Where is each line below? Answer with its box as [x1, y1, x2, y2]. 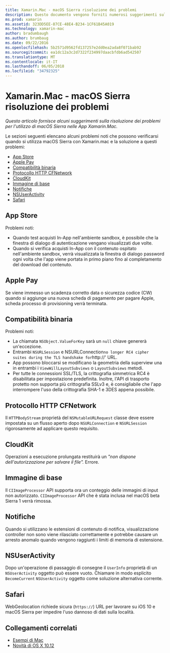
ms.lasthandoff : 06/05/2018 [5, 64, 65, 69]
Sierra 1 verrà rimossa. [5, 498, 52, 504]
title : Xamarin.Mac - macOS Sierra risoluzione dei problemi [5, 7, 137, 13]
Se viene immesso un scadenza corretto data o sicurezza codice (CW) [5, 290, 153, 296]
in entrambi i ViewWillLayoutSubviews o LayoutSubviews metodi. [12, 365, 144, 371]
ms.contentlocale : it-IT [5, 59, 58, 64]
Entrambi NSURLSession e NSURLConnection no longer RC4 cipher [12, 349, 149, 355]
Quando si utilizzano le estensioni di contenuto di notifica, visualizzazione [5, 526, 159, 532]
